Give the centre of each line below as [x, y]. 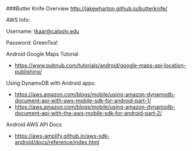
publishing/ [28, 72]
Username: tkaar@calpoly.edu [43, 31]
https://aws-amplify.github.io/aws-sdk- [62, 136]
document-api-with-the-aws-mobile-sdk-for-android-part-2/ [88, 113]
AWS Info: [18, 20]
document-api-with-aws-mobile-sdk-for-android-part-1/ [83, 100]
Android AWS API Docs [34, 125]
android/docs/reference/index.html [57, 142]
